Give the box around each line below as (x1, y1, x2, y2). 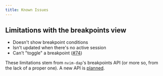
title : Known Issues (5, 7, 49, 13)
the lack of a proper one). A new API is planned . (5, 65, 105, 71)
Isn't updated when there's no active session (12, 45, 106, 51)
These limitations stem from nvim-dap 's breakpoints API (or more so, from (5, 60, 158, 66)
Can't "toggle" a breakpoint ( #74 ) (12, 50, 83, 56)
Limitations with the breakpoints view (5, 26, 127, 35)
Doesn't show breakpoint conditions (12, 39, 89, 45)
